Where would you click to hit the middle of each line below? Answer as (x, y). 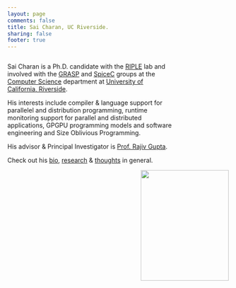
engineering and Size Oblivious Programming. (74, 133)
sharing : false (30, 34)
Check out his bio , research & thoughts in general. (80, 161)
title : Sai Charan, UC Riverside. (58, 27)
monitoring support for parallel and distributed (75, 118)
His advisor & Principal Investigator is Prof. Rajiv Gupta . (88, 146)
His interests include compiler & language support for (85, 103)
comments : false (31, 21)
